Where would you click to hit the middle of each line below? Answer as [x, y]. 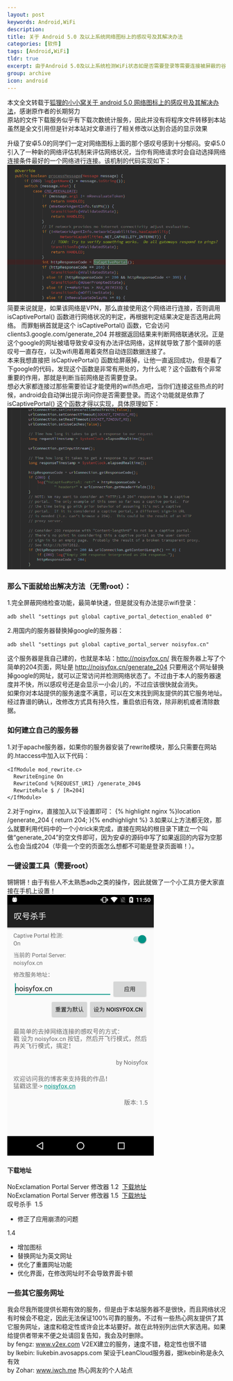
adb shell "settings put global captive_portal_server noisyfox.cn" [108, 645]
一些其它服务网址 [36, 1293]
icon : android [28, 81]
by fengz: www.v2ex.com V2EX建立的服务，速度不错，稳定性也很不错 [107, 1344]
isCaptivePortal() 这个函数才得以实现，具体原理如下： [84, 403]
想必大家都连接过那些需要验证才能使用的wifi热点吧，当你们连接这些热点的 [113, 386]
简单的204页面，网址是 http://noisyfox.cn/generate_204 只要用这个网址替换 [115, 667]
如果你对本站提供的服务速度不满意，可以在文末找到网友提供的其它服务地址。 [116, 693]
